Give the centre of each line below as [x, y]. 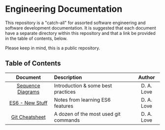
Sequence [28, 86]
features [64, 106]
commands [67, 120]
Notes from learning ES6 [82, 99]
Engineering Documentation [64, 9]
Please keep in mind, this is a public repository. [53, 48]
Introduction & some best [83, 86]
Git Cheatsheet [28, 117]
